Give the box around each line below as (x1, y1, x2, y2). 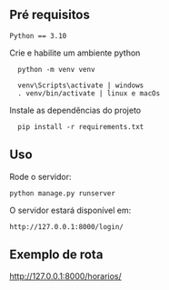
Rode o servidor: (9, 171, 72, 182)
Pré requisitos (9, 7, 91, 23)
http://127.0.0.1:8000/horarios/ (9, 271, 123, 282)
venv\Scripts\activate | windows (17, 81, 144, 90)
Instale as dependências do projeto (9, 105, 142, 115)
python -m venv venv (17, 65, 95, 74)
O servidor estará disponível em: (9, 205, 132, 215)
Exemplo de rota (9, 247, 104, 263)
